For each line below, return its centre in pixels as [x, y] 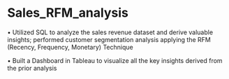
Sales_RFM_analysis [68, 13]
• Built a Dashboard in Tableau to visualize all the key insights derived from [115, 60]
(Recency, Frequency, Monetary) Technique [71, 47]
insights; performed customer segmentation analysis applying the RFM [109, 39]
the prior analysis [32, 68]
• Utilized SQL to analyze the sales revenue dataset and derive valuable [110, 32]
